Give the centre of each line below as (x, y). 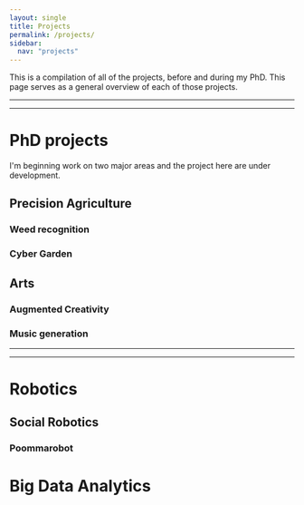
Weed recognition (50, 229)
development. (35, 175)
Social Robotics (54, 422)
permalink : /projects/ (52, 34)
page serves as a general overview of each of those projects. (123, 87)
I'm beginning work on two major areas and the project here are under (140, 166)
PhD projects (59, 141)
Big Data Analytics (80, 486)
